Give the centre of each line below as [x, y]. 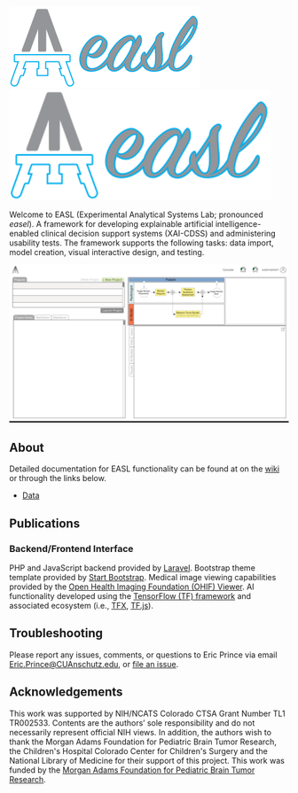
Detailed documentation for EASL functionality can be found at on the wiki [145, 469]
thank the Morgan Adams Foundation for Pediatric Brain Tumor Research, [143, 742]
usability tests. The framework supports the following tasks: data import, [142, 243]
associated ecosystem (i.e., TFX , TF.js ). [81, 605]
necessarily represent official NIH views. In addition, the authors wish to [141, 732]
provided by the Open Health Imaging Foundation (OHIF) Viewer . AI [132, 587]
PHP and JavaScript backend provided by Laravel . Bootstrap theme [132, 568]
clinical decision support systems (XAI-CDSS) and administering [158, 233]
